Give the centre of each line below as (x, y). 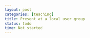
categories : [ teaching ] (29, 14)
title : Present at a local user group (45, 19)
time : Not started (24, 28)
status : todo (18, 23)
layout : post (18, 10)
